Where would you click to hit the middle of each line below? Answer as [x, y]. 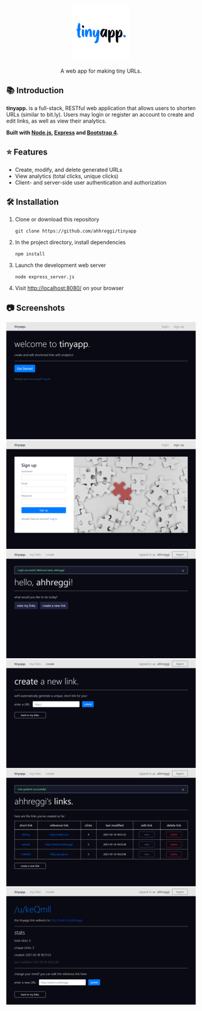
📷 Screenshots [35, 308]
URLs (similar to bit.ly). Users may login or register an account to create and [100, 114]
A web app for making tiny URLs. [101, 71]
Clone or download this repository [57, 219]
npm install [30, 254]
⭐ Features [27, 152]
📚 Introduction [35, 90]
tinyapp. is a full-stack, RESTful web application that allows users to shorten [101, 108]
